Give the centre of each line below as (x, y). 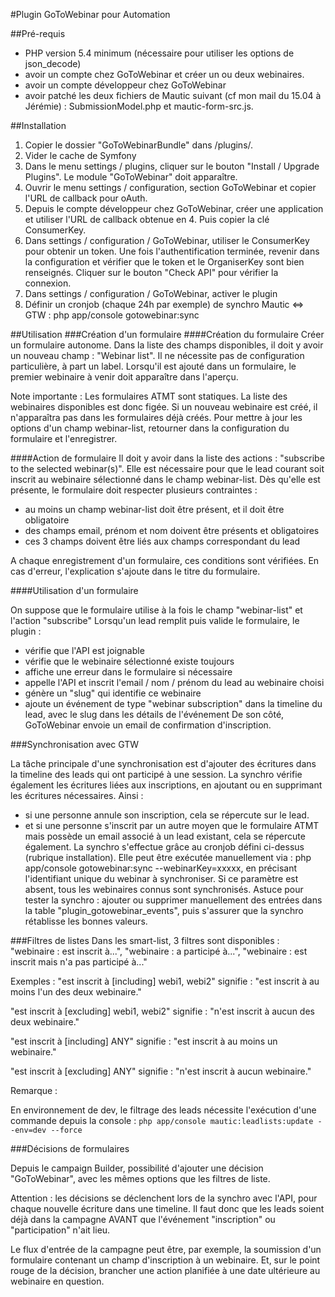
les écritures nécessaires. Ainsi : (77, 795)
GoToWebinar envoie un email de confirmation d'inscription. (148, 725)
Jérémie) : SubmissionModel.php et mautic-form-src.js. (139, 106)
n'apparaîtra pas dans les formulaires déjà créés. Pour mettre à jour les (156, 417)
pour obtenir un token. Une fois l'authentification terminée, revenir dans (172, 251)
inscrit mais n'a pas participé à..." (79, 962)
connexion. (48, 283)
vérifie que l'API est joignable (84, 650)
